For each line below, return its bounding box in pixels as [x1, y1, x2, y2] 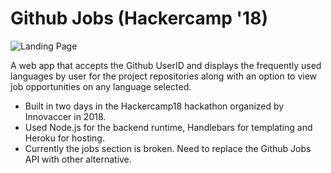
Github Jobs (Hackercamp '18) [10, 7, 268, 30]
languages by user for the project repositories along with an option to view [10, 70, 318, 82]
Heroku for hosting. [24, 132, 105, 144]
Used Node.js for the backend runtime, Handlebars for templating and [24, 121, 313, 133]
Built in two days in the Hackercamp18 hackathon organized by [24, 100, 285, 112]
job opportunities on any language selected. [10, 80, 192, 92]
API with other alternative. [24, 153, 132, 165]
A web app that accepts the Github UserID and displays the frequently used [10, 59, 322, 71]
